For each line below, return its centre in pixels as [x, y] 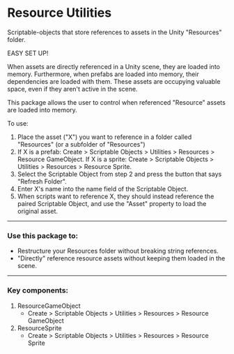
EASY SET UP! [28, 53]
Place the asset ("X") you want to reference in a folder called [104, 137]
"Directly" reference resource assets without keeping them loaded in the [121, 258]
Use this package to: [43, 235]
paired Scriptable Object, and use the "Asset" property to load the [112, 203]
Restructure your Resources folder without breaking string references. [118, 251]
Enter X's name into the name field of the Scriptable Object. [103, 189]
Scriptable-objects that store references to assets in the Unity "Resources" [115, 32]
